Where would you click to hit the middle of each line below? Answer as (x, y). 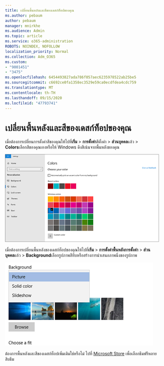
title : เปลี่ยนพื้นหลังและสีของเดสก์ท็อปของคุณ (40, 10)
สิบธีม (10, 359)
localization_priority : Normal (37, 51)
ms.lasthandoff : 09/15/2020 (34, 98)
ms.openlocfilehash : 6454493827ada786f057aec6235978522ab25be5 (71, 77)
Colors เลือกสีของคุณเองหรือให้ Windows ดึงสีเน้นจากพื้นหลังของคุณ (62, 147)
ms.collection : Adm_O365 (30, 57)
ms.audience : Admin (25, 31)
